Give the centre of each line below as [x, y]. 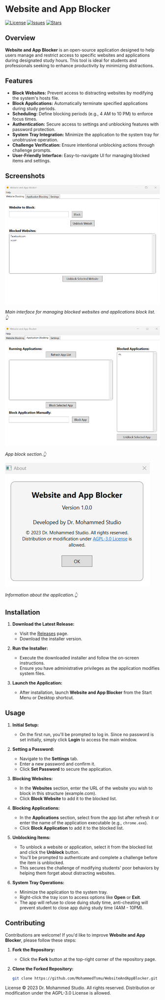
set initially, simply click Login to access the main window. [78, 739]
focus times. [25, 119]
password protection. [34, 129]
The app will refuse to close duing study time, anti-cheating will [84, 902]
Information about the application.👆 [41, 595]
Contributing [25, 923]
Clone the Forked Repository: [43, 969]
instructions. [32, 663]
